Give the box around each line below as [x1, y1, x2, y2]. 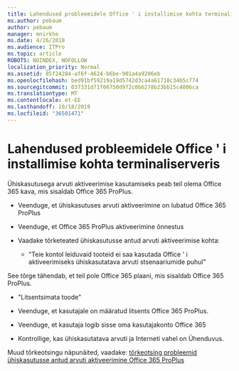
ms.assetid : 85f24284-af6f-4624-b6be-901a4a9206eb [7, 70, 161, 77]
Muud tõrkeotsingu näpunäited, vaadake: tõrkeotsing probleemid [7, 347, 198, 357]
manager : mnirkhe [7, 30, 59, 38]
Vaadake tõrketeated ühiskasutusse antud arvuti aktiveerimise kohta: [17, 236, 221, 245]
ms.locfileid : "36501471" [7, 110, 84, 117]
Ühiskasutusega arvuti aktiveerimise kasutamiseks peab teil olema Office [7, 179, 222, 188]
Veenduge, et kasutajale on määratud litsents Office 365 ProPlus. [17, 306, 208, 315]
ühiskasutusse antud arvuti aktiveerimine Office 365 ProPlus [7, 355, 185, 364]
